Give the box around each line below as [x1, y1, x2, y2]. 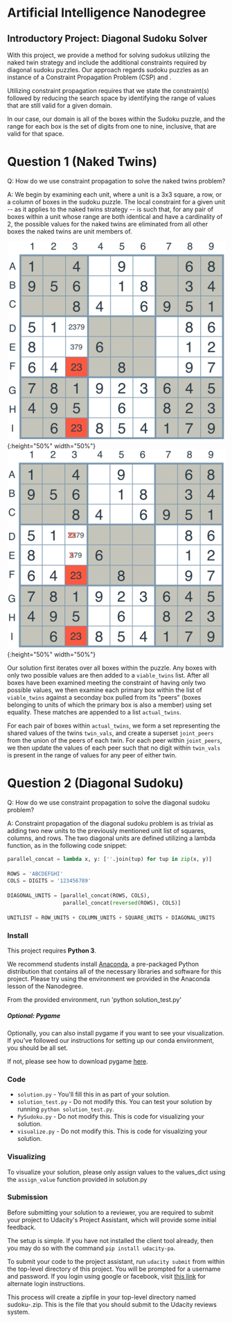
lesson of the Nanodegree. [7, 982, 84, 990]
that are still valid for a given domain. [7, 101, 113, 109]
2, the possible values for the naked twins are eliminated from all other [7, 220, 208, 228]
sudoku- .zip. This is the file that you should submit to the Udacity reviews [7, 1300, 217, 1308]
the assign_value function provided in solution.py [7, 1175, 148, 1183]
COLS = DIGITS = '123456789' [7, 878, 91, 885]
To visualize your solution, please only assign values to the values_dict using [7, 1167, 226, 1176]
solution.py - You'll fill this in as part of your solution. [17, 1090, 171, 1099]
